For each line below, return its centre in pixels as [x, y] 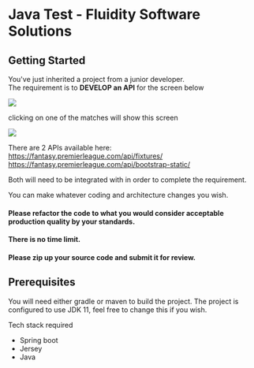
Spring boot [39, 340]
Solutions [40, 31]
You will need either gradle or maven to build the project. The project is [123, 301]
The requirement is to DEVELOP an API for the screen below [106, 87]
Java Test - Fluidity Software [105, 15]
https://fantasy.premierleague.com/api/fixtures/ [86, 156]
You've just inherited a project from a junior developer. [97, 79]
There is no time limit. [45, 240]
